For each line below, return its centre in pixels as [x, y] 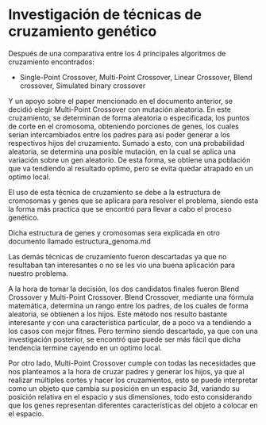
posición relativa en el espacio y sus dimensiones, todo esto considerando [130, 396]
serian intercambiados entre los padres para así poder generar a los [119, 134]
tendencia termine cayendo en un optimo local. [85, 347]
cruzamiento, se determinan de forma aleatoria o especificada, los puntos [129, 117]
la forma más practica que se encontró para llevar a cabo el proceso [120, 209]
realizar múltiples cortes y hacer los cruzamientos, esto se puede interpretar [133, 380]
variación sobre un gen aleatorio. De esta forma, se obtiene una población [129, 159]
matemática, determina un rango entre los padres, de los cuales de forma [128, 305]
